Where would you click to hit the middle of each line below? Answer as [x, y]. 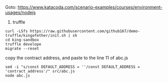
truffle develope [23, 44]
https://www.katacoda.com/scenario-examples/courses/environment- [90, 7]
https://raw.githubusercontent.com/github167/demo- [85, 31]
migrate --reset [22, 49]
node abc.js [18, 76]
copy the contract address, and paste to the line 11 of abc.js [67, 58]
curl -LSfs [17, 31]
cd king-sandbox [22, 40]
